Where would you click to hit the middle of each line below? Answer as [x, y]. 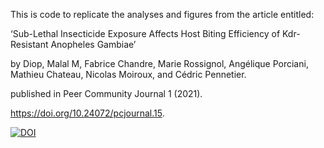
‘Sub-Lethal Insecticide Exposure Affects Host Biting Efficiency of [145, 33]
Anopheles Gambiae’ [93, 44]
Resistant [29, 44]
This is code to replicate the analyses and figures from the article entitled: [162, 14]
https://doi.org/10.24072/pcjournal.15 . [87, 113]
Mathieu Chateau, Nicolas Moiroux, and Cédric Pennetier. [128, 74]
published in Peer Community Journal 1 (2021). [106, 93]
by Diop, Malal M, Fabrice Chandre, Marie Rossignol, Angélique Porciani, [159, 63]
